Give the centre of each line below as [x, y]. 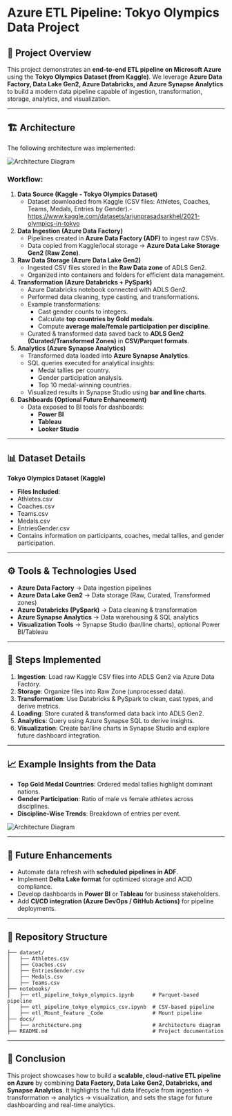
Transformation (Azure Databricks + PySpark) [85, 282]
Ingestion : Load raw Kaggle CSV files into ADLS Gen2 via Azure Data [116, 676]
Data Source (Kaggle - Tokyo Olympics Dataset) [87, 194]
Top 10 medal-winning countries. [84, 385]
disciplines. [33, 807]
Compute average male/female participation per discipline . [124, 327]
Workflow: [25, 179]
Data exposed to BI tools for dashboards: [86, 407]
